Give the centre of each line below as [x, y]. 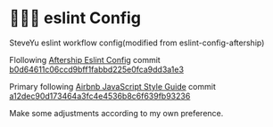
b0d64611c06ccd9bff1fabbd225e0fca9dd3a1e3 [97, 69]
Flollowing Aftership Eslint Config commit [85, 60]
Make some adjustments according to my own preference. [116, 113]
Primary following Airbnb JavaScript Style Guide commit [112, 86]
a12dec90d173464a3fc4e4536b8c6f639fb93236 [100, 96]
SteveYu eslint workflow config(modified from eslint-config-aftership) [137, 43]
